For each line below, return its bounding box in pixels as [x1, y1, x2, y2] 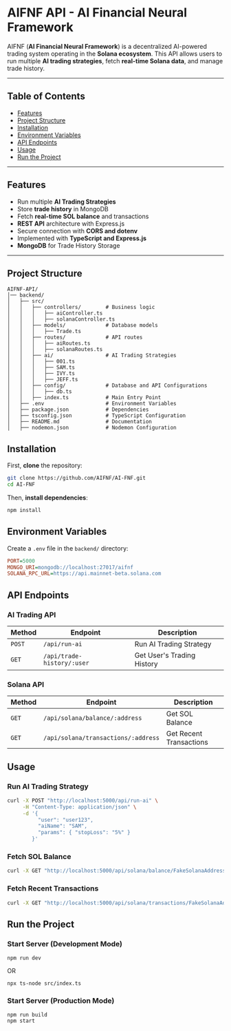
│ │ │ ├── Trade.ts [7, 328, 81, 335]
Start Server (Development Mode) [7, 939, 122, 948]
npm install [7, 507, 41, 513]
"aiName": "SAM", [37, 822, 88, 830]
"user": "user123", [37, 816, 94, 823]
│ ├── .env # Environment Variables [7, 401, 177, 407]
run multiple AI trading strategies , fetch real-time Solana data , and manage [7, 56, 223, 65]
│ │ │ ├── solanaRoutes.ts [7, 346, 103, 353]
